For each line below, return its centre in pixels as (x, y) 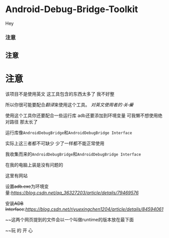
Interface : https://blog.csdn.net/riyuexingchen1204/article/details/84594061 (84, 209)
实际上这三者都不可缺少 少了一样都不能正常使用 (55, 143)
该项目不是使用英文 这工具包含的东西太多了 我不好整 (60, 94)
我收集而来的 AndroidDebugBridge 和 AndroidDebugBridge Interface (73, 154)
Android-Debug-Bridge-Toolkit (72, 9)
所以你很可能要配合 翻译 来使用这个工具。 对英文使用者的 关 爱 (69, 105)
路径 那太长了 (24, 122)
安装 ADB (14, 204)
